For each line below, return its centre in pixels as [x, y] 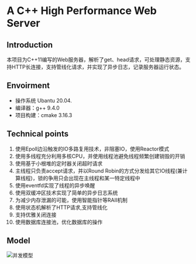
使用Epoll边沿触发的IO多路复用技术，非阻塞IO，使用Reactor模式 [92, 149]
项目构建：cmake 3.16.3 [44, 115]
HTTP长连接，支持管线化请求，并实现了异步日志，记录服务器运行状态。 [98, 67]
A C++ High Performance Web [82, 11]
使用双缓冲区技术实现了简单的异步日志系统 [66, 193]
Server [23, 23]
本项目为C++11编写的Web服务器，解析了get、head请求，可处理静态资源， [96, 59]
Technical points [38, 134]
